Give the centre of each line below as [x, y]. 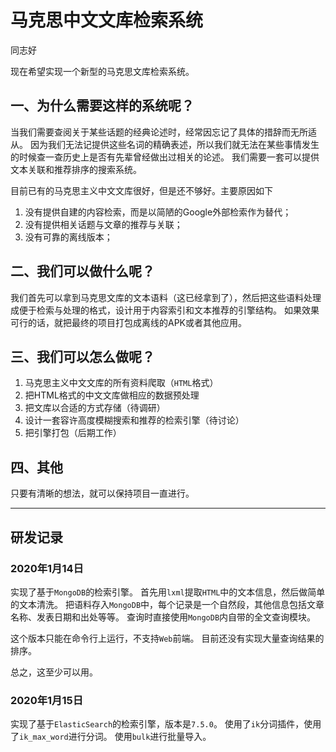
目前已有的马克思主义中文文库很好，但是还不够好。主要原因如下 [141, 190]
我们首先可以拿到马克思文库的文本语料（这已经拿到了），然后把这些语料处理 [166, 297]
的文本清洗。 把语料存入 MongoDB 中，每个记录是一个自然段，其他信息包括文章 [167, 604]
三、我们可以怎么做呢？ [82, 356]
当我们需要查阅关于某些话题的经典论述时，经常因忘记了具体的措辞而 [150, 132]
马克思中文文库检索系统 [107, 20]
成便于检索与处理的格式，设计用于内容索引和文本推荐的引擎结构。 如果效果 [165, 310]
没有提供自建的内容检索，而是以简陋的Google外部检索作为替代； [158, 212]
